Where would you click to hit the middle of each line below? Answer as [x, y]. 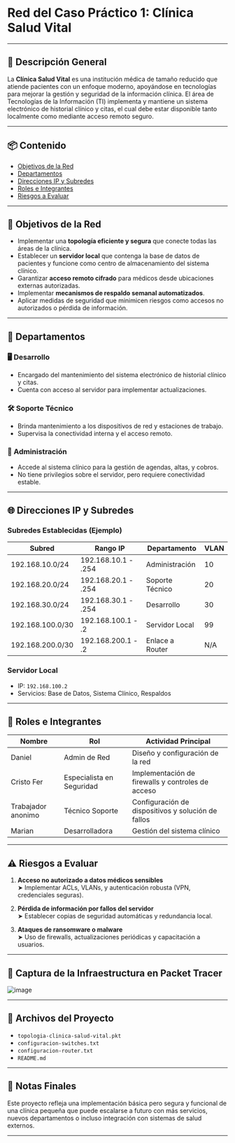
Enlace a [160, 640]
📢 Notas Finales [42, 1086]
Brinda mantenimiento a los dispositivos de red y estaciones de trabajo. [120, 426]
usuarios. [31, 945]
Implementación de [164, 773]
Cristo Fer [27, 782]
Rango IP [109, 549]
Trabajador [29, 806]
